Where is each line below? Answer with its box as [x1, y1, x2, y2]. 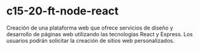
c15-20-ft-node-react [6, 4, 119, 18]
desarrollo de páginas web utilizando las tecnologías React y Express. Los [6, 30, 193, 37]
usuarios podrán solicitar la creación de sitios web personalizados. [6, 37, 175, 44]
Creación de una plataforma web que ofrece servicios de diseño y [6, 24, 173, 31]
